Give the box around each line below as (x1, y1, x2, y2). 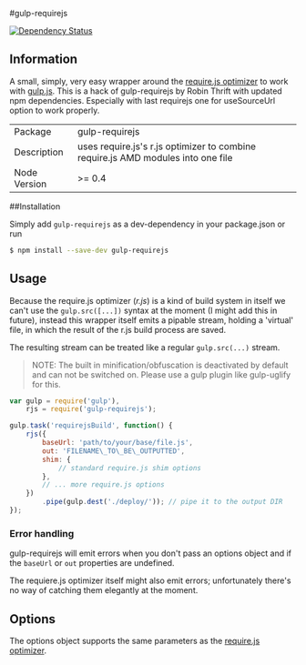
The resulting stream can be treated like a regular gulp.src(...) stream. (9, 341, 280, 353)
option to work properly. (9, 105, 100, 116)
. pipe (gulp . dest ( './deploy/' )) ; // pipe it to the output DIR (42, 498, 283, 507)
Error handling (9, 527, 75, 539)
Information (9, 52, 78, 67)
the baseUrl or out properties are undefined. (9, 558, 175, 569)
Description (14, 146, 64, 158)
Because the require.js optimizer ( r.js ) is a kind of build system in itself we (9, 295, 286, 306)
